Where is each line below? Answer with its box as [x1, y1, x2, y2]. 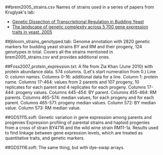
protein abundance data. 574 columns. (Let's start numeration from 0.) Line [5, 69, 156, 75]
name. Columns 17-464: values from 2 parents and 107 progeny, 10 [5, 79, 140, 85]
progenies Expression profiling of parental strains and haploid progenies [5, 119, 150, 125]
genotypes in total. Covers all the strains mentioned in [5, 49, 113, 55]
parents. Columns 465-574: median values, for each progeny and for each [5, 95, 154, 100]
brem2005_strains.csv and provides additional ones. [5, 54, 110, 60]
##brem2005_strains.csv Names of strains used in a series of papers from [5, 4, 154, 10]
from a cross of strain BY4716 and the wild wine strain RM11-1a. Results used [5, 125, 159, 131]
